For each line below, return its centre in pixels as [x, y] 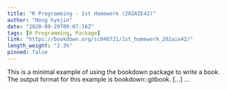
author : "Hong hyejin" [40, 20]
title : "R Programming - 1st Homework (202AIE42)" [82, 13]
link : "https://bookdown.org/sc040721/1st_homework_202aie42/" [100, 39]
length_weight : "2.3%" [40, 46]
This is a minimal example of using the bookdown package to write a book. [113, 72]
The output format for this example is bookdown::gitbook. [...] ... [98, 79]
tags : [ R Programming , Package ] [54, 33]
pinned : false [28, 53]
